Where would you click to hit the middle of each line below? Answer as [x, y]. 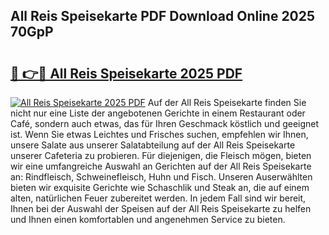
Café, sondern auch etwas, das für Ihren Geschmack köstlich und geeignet [165, 123]
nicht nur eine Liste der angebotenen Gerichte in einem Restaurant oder [158, 113]
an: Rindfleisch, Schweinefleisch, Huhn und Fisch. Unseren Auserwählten [161, 177]
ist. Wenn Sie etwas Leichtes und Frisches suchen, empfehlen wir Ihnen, [159, 134]
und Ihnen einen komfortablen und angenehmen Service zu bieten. [148, 219]
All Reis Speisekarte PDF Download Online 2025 [163, 16]
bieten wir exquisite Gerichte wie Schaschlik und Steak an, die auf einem [160, 187]
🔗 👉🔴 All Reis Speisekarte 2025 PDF [126, 73]
